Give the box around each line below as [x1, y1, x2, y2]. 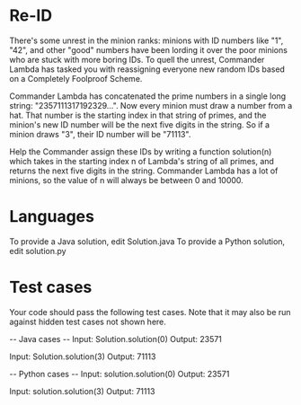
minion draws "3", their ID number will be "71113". [9, 128, 191, 139]
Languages [9, 207, 94, 227]
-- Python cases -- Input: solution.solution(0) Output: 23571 [9, 368, 230, 379]
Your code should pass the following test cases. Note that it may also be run [9, 306, 291, 317]
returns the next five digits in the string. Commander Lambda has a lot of [9, 165, 279, 176]
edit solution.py [9, 245, 66, 256]
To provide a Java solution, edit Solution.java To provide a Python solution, [9, 235, 286, 247]
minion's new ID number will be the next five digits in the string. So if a [9, 119, 270, 130]
